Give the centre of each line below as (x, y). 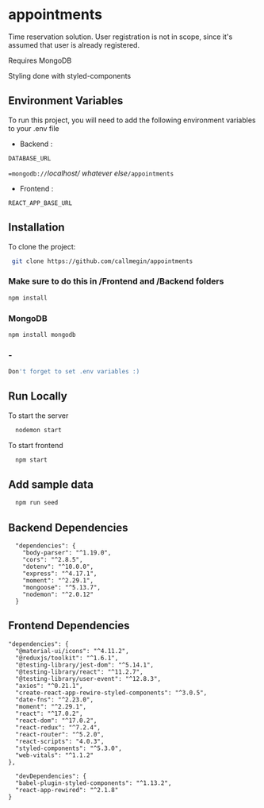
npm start (31, 460)
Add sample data (51, 484)
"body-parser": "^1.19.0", (67, 553)
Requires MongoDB (40, 60)
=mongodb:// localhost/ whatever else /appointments (91, 173)
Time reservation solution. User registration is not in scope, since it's (121, 37)
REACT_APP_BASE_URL (40, 203)
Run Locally (38, 396)
